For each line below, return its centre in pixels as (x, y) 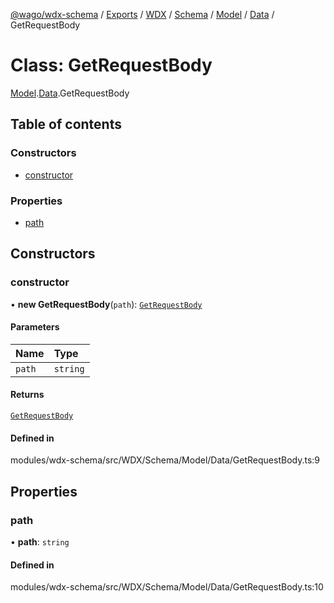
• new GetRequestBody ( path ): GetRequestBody (106, 304)
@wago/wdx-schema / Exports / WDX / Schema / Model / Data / (142, 14)
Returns (27, 395)
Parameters (35, 327)
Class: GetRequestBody (111, 65)
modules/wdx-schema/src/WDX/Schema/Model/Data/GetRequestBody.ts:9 (165, 460)
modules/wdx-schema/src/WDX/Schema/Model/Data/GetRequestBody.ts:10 (167, 587)
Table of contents (66, 124)
